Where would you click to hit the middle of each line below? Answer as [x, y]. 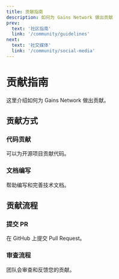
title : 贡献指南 [25, 12]
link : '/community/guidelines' [51, 34]
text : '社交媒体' [32, 46]
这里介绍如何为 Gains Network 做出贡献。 [58, 100]
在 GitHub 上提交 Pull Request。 [46, 238]
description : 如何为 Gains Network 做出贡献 [59, 17]
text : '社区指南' [32, 28]
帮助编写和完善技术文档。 [38, 185]
